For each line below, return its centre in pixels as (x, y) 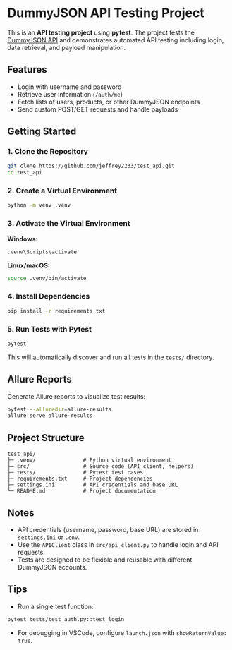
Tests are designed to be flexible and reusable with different (105, 560)
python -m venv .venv (39, 205)
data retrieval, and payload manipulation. (67, 47)
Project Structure (46, 438)
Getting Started (42, 132)
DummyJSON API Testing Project (106, 13)
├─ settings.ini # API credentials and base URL (93, 485)
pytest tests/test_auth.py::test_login (66, 619)
